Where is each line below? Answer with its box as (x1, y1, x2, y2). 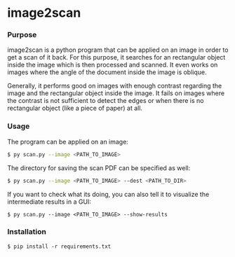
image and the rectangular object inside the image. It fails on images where (7, 89, 225, 97)
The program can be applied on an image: (7, 137, 128, 146)
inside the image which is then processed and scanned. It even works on (7, 61, 218, 69)
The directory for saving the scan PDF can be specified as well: (7, 163, 191, 172)
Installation (7, 227, 47, 237)
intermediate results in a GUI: (7, 197, 91, 206)
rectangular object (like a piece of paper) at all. (7, 104, 142, 113)
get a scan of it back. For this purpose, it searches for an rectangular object (7, 53, 226, 62)
